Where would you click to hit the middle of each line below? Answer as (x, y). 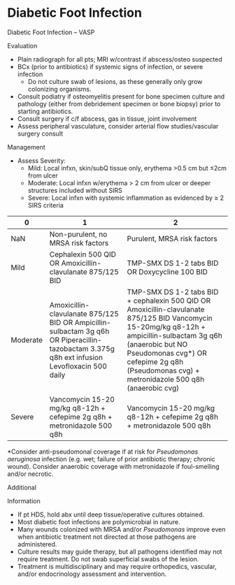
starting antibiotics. (45, 111)
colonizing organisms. (59, 89)
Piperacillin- (82, 340)
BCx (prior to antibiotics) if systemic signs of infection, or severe (110, 66)
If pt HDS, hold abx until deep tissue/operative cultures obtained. (111, 514)
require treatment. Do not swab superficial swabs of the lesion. (108, 559)
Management (26, 147)
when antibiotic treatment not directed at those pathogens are (107, 537)
